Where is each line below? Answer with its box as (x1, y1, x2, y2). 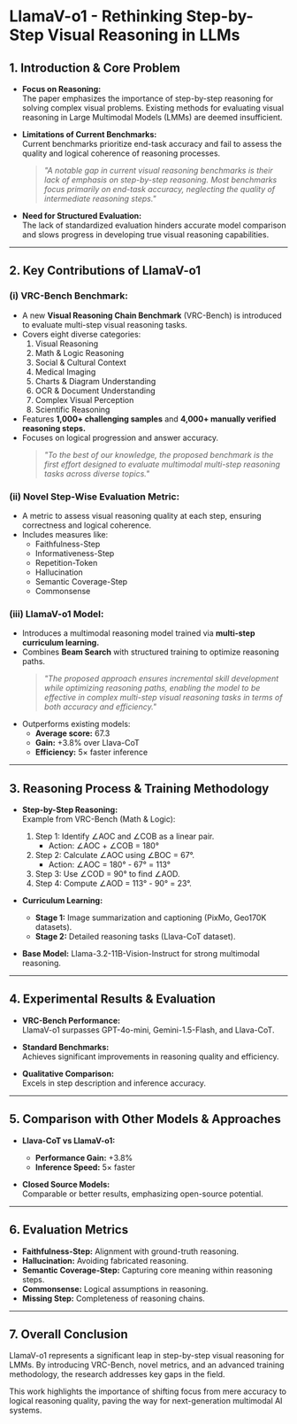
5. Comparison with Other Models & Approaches (9, 1111, 281, 1126)
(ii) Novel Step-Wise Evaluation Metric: (9, 490, 179, 502)
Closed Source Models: (21, 1179, 110, 1189)
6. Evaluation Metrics (9, 1222, 129, 1237)
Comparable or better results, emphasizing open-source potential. (21, 1188, 263, 1199)
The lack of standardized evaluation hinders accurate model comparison (21, 220, 286, 230)
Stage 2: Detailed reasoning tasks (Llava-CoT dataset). (34, 932, 236, 942)
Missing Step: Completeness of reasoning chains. (21, 1293, 205, 1304)
